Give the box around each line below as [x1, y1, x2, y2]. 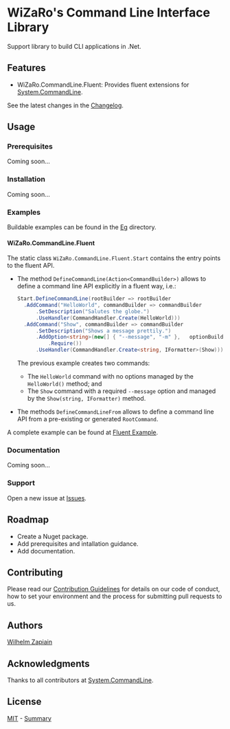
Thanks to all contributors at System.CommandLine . [7, 676, 154, 684]
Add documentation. [16, 547, 76, 555]
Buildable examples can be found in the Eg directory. [7, 223, 157, 231]
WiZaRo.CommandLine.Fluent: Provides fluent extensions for [16, 81, 189, 89]
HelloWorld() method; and [27, 380, 102, 388]
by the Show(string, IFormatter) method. [27, 394, 146, 403]
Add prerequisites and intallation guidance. [16, 539, 139, 548]
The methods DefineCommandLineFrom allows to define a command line [16, 408, 214, 416]
